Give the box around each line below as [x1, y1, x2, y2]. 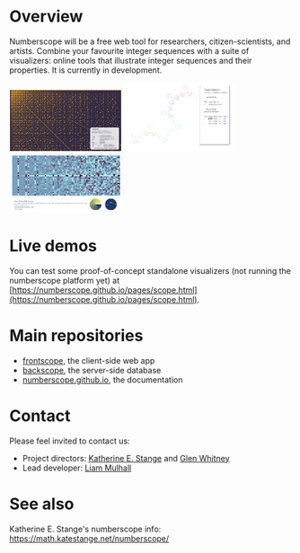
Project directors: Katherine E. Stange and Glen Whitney [22, 452, 231, 463]
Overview [9, 6, 84, 27]
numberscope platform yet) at [9, 275, 120, 285]
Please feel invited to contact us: [9, 435, 130, 446]
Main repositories [9, 326, 144, 347]
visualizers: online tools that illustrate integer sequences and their [9, 55, 252, 66]
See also [9, 494, 75, 513]
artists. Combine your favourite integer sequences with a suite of [9, 45, 250, 56]
